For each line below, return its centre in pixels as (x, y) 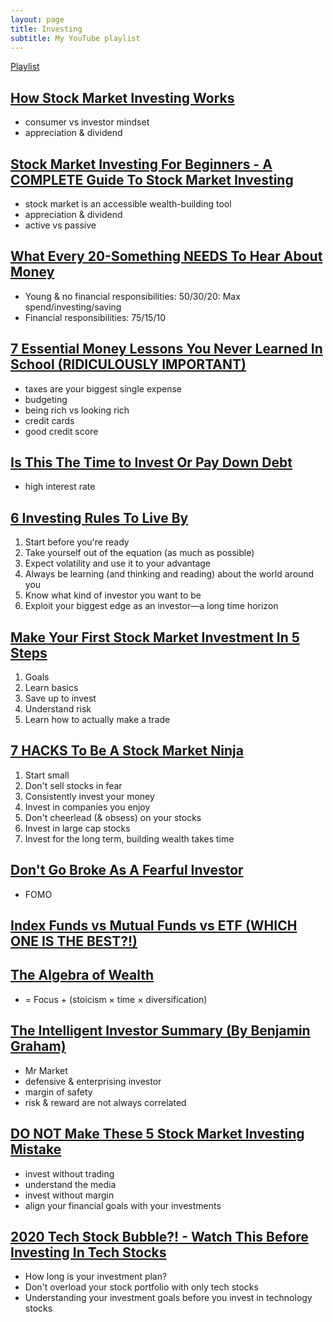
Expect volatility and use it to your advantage (118, 563)
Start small (47, 775)
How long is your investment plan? (96, 1277)
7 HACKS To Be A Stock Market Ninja (127, 751)
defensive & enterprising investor (93, 1081)
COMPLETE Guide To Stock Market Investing (152, 179)
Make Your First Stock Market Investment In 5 (155, 637)
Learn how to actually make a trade (97, 720)
